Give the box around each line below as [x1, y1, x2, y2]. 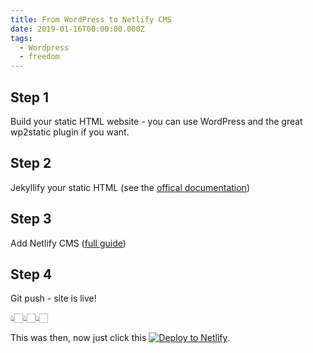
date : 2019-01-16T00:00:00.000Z [10, 24, 145, 34]
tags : [10, 33, 33, 43]
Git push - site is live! [10, 292, 97, 305]
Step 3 [10, 211, 52, 228]
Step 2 [10, 155, 52, 172]
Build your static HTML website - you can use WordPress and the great [10, 115, 303, 127]
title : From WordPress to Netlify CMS [10, 14, 172, 25]
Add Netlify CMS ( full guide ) [10, 237, 127, 249]
